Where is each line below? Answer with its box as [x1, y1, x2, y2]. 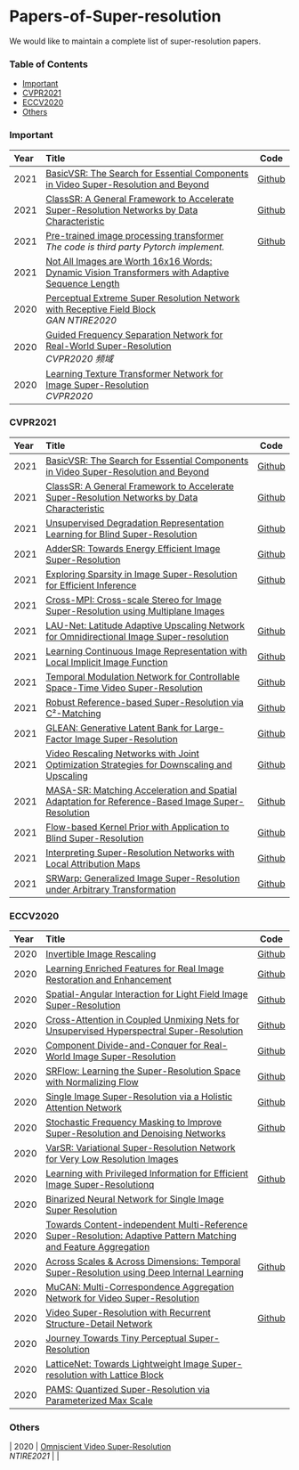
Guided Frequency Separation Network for [45, 328, 223, 340]
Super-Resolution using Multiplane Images [45, 604, 225, 617]
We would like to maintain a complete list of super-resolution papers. [9, 36, 261, 46]
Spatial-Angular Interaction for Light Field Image [45, 988, 248, 1000]
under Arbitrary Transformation [45, 883, 176, 895]
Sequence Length [45, 277, 120, 290]
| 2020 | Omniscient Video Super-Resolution [9, 1441, 172, 1452]
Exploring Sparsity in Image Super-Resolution [45, 568, 238, 580]
